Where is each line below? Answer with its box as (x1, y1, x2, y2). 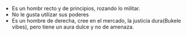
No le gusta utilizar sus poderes (11, 11, 89, 18)
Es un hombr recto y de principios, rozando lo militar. (11, 5, 140, 12)
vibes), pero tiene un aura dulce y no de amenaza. (11, 23, 134, 30)
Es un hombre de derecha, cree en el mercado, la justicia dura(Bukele (11, 17, 181, 24)
